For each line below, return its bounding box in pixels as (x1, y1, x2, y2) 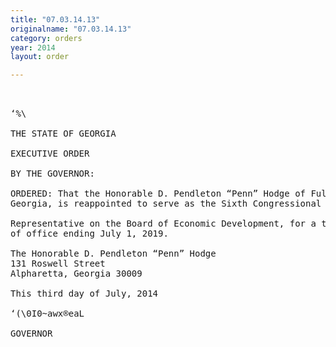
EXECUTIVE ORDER (10, 148, 90, 160)
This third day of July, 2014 (10, 288, 159, 300)
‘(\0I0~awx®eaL (10, 308, 85, 320)
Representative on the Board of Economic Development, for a (10, 218, 317, 230)
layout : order (10, 52, 70, 62)
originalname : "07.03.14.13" (10, 24, 132, 34)
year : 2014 (10, 42, 56, 53)
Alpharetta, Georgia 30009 (10, 268, 143, 280)
